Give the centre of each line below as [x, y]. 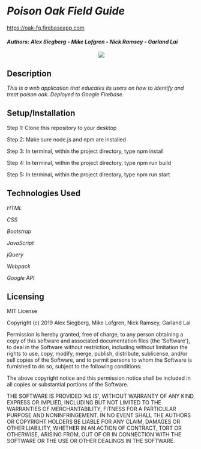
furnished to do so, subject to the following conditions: [74, 367]
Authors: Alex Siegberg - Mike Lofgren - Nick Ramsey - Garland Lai [92, 42]
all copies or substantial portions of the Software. [67, 385]
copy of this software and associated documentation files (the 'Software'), [99, 341]
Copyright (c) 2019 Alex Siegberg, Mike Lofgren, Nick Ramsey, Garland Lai [99, 323]
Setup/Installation [41, 113]
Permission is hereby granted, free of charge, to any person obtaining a [95, 335]
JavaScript [20, 243]
